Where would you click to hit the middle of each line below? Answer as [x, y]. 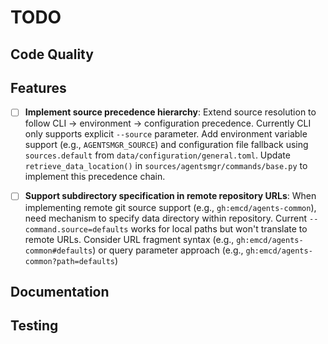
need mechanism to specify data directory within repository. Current [166, 218]
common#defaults [58, 251]
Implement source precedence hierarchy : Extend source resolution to [170, 112]
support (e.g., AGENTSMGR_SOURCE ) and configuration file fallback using [166, 145]
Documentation [60, 291]
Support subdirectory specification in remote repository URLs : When [170, 196]
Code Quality [52, 54]
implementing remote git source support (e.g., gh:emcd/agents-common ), [170, 207]
